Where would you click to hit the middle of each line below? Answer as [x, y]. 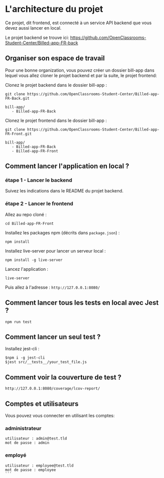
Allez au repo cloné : [26, 214]
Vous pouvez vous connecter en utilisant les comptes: [60, 415]
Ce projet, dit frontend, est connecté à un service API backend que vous [78, 23]
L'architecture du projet [54, 9]
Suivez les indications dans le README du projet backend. [64, 191]
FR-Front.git [18, 134]
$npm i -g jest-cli [25, 358]
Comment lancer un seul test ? [53, 337]
